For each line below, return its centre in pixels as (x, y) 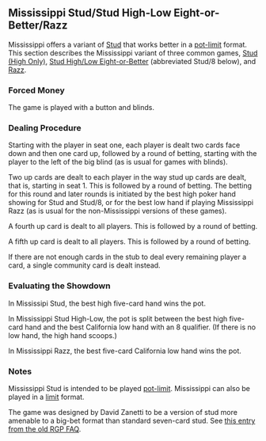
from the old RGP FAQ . (45, 429)
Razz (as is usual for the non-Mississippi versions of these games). (118, 211)
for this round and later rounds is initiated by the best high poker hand (122, 194)
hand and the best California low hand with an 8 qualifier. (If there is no (140, 327)
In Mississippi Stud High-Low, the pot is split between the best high (118, 318)
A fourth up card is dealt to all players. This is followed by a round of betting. (133, 226)
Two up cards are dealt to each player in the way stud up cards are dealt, (127, 177)
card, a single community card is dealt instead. (84, 265)
